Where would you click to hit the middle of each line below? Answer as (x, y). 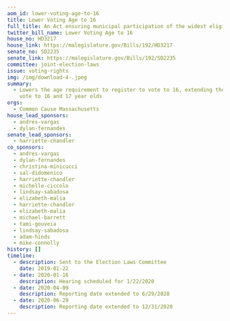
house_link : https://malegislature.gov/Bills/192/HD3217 (90, 45)
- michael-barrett (40, 217)
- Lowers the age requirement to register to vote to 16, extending (113, 90)
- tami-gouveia (35, 224)
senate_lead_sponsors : (39, 134)
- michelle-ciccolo (41, 186)
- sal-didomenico (38, 173)
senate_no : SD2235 (33, 52)
